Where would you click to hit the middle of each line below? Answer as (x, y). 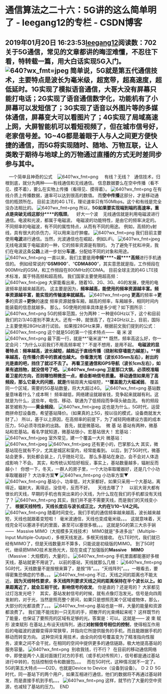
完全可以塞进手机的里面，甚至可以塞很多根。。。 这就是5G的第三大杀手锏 (83, 525)
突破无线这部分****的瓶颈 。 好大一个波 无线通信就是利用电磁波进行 (87, 214)
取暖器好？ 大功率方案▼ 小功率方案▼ (69, 475)
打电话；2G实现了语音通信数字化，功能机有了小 (85, 98)
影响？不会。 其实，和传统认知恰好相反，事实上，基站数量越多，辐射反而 (84, 463)
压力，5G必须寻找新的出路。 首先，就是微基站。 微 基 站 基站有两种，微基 (82, 425)
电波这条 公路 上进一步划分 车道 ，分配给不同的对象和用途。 (73, 251)
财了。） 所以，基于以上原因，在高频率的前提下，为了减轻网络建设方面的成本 (83, 419)
